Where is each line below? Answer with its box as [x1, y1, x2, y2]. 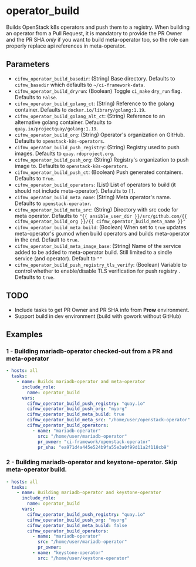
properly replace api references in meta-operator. [6, 42, 126, 49]
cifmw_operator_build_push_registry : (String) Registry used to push [14, 143, 180, 150]
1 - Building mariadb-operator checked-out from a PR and [6, 347, 173, 355]
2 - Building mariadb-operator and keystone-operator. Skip [6, 458, 178, 467]
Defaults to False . [14, 93, 58, 100]
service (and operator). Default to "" [14, 254, 103, 262]
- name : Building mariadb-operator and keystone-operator [16, 489, 161, 496]
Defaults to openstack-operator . [14, 200, 92, 207]
